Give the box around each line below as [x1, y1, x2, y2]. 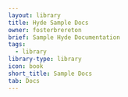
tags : [8, 41, 26, 48]
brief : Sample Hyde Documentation [8, 33, 121, 41]
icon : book [8, 63, 44, 70]
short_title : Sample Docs [8, 70, 92, 77]
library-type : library [8, 56, 82, 63]
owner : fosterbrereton [8, 26, 82, 34]
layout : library [8, 11, 61, 20]
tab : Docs [8, 77, 41, 84]
